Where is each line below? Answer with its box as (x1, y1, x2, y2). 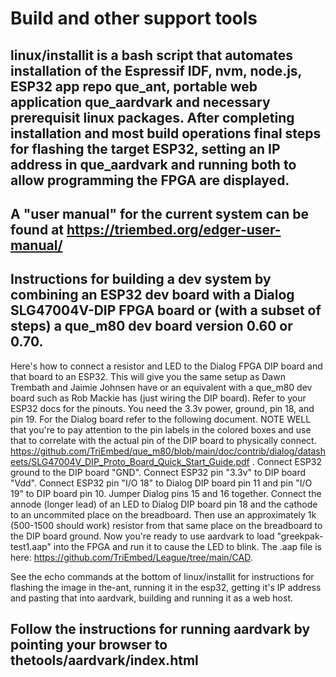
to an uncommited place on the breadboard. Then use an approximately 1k (10, 508, 317, 521)
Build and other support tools (10, 7, 258, 30)
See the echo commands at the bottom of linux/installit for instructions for (10, 570, 315, 582)
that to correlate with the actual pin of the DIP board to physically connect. (10, 434, 317, 446)
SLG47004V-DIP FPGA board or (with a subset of (10, 302, 322, 319)
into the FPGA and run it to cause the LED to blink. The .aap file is (53, 540, 322, 552)
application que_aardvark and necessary (10, 93, 271, 111)
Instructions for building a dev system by (10, 271, 272, 288)
